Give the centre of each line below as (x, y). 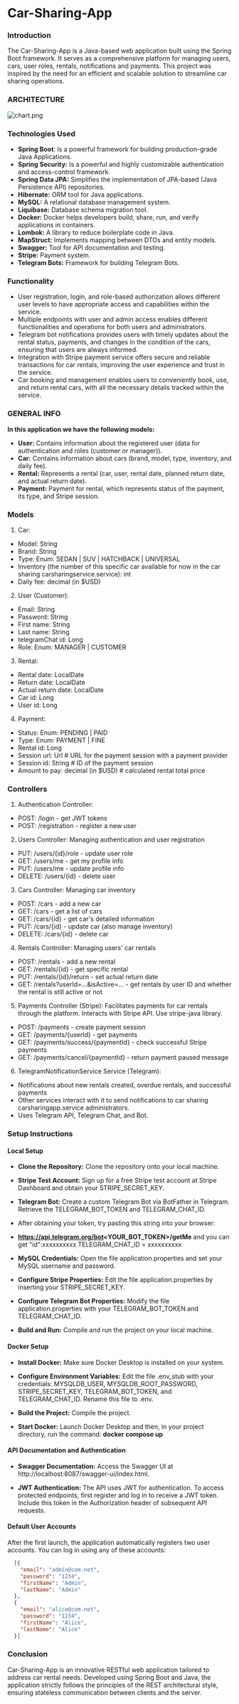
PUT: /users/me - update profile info (71, 869)
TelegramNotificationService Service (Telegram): (89, 1071)
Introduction (29, 36)
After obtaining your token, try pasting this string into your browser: (116, 1223)
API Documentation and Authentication (67, 1450)
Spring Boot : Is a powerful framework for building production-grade (117, 149)
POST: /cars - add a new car (59, 904)
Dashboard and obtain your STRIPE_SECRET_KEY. (91, 1188)
